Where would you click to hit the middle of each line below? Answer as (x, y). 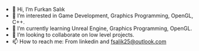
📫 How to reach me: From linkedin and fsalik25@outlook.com (89, 41)
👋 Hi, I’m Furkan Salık (38, 9)
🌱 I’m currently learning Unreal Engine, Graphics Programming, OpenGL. (102, 28)
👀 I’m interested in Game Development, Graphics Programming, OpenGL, (103, 16)
